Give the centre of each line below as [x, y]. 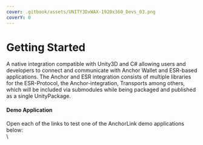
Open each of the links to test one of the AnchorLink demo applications [95, 123]
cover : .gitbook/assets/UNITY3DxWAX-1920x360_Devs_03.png [81, 12]
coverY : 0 [19, 18]
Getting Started [46, 47]
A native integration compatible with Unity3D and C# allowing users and [96, 64]
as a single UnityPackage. [39, 96]
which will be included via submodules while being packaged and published [101, 90]
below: [15, 130]
